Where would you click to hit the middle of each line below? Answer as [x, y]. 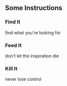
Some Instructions [34, 8]
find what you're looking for [33, 32]
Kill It [11, 68]
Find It [13, 22]
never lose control [23, 79]
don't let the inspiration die [32, 56]
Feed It [13, 45]
